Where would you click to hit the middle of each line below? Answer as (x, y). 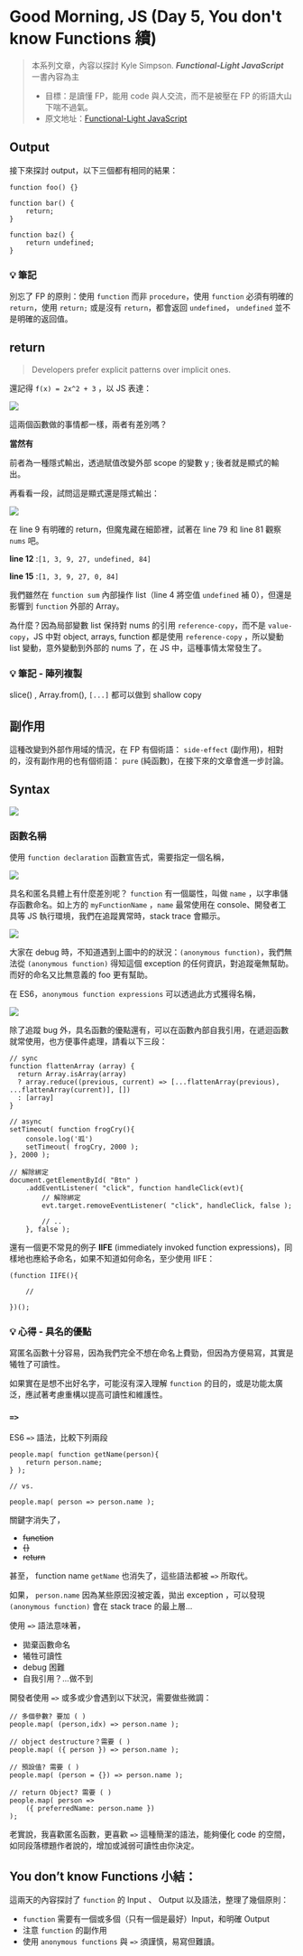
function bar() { (42, 203)
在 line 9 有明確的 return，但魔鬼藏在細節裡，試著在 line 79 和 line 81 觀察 (146, 529)
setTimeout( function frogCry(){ (72, 1130)
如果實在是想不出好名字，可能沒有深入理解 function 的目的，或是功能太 (142, 1383)
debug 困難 (43, 1667)
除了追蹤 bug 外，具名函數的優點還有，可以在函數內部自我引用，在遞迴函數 (149, 1030)
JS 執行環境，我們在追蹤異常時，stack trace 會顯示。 (126, 916)
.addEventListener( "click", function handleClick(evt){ (135, 1188)
